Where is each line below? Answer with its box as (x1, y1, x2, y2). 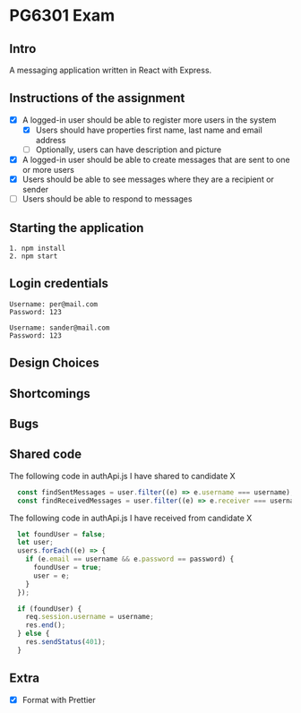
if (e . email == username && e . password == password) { (25, 554, 235, 564)
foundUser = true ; (32, 563, 102, 572)
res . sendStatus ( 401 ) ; (25, 638, 106, 647)
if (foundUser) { (17, 604, 82, 614)
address (35, 134, 66, 145)
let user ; (17, 538, 54, 547)
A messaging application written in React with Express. (9, 64, 212, 75)
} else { (17, 629, 50, 639)
